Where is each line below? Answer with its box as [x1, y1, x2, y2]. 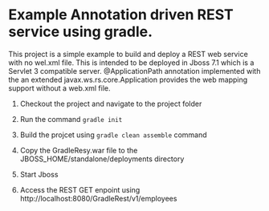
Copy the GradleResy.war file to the [19, 145, 138, 155]
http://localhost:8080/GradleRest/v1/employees [19, 193, 177, 203]
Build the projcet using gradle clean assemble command [19, 130, 207, 140]
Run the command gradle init [19, 114, 123, 124]
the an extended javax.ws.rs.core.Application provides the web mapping [8, 75, 248, 84]
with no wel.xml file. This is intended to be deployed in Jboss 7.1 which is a [8, 58, 255, 67]
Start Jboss [19, 169, 59, 179]
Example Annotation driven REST [8, 6, 234, 24]
